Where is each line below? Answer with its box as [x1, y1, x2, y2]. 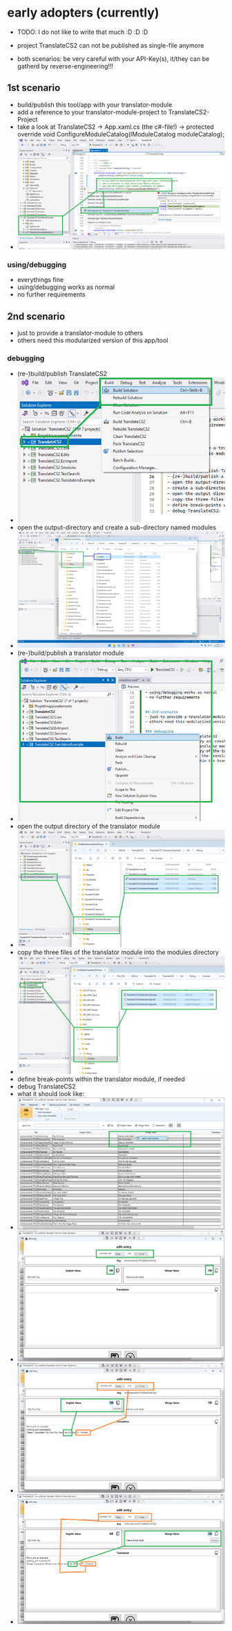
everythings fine [17, 276, 64, 284]
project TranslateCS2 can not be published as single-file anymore [17, 41, 204, 49]
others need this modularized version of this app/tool [17, 336, 168, 344]
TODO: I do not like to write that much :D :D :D [17, 28, 148, 36]
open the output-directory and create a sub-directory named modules [17, 523, 216, 531]
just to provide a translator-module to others [17, 329, 144, 337]
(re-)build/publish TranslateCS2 [17, 369, 108, 378]
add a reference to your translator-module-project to [17, 107, 167, 116]
